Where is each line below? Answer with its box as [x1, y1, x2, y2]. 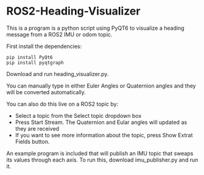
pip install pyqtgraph [6, 60, 64, 66]
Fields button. [15, 138, 50, 145]
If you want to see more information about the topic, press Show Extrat [15, 131, 193, 139]
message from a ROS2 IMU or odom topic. [6, 30, 113, 38]
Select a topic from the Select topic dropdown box [15, 112, 142, 119]
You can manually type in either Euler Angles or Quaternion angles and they [6, 82, 196, 89]
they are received [15, 125, 60, 132]
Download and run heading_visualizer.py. [6, 70, 109, 77]
